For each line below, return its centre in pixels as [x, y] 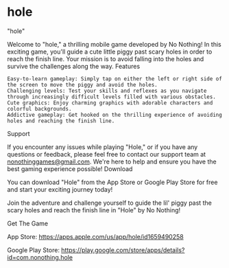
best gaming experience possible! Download [70, 168]
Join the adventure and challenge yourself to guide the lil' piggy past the [110, 203]
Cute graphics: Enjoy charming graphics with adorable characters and [110, 103]
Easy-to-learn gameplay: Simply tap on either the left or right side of [115, 79]
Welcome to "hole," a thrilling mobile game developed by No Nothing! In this [114, 44]
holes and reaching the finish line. [61, 121]
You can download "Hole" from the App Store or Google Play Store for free [112, 182]
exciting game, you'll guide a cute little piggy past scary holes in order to [110, 52]
